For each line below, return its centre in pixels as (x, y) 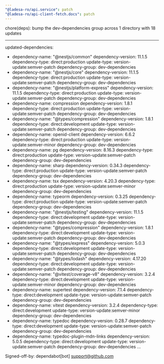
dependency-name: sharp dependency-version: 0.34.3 (67, 165)
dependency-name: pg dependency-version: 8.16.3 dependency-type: (83, 150)
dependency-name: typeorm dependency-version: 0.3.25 (70, 196)
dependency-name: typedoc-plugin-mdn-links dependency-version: (81, 336)
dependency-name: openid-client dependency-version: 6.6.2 (73, 134)
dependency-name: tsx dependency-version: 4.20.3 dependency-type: (84, 181)
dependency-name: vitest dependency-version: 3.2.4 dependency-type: (85, 305)
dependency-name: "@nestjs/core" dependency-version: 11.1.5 (75, 72)
